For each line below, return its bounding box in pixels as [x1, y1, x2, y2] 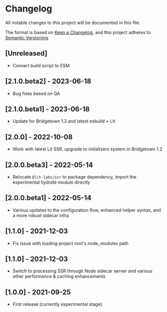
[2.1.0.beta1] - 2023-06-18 [5, 105, 90, 113]
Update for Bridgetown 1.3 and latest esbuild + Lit [12, 118, 115, 124]
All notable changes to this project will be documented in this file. [5, 20, 141, 26]
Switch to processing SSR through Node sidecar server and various [12, 268, 152, 274]
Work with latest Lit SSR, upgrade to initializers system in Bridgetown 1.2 [12, 146, 162, 152]
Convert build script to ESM [12, 62, 70, 68]
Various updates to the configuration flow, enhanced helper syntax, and [12, 207, 161, 213]
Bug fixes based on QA [12, 90, 60, 96]
